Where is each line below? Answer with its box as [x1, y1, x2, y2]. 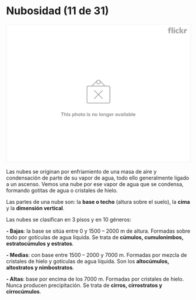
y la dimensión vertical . [6, 204, 65, 211]
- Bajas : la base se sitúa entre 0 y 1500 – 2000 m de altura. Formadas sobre [6, 227, 191, 234]
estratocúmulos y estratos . [6, 240, 74, 247]
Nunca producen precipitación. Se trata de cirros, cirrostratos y [6, 282, 162, 289]
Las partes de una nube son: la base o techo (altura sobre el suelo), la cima [6, 198, 190, 205]
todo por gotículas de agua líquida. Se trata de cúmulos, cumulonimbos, [6, 233, 184, 240]
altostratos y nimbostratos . [6, 264, 74, 271]
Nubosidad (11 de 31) [6, 4, 109, 18]
